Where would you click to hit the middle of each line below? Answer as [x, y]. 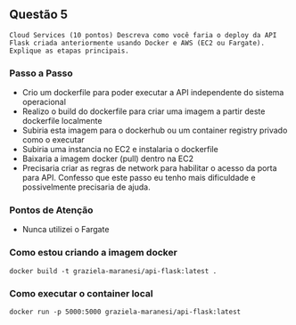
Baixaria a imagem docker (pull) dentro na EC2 [108, 158]
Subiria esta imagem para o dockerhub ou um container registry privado [155, 130]
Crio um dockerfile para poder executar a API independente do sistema [153, 93]
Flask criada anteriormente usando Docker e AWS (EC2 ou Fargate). [137, 43]
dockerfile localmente [62, 121]
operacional [44, 102]
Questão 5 [39, 15]
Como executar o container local [81, 293]
